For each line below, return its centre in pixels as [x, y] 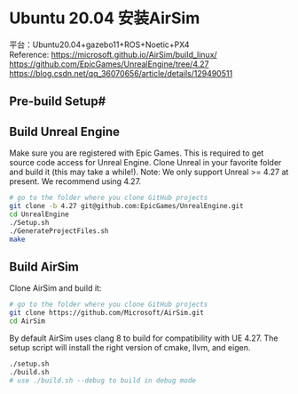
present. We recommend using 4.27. [75, 181]
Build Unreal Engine [64, 131]
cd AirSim [27, 321]
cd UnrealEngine [39, 214]
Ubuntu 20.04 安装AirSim [105, 18]
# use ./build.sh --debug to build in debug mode [103, 380]
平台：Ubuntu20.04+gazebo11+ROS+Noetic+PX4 [99, 44]
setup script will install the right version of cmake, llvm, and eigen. [130, 347]
